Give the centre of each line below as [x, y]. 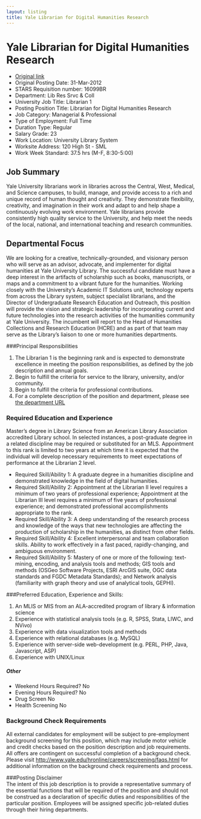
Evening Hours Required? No [51, 693]
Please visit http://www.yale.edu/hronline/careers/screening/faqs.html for [97, 760]
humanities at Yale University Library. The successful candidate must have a [100, 271]
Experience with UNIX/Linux [50, 657]
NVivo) [23, 626]
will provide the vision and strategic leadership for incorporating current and [100, 309]
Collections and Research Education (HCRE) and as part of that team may [97, 328]
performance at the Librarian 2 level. [51, 463]
